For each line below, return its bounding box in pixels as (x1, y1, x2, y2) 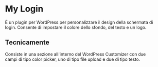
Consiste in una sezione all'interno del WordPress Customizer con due (5, 51, 146, 57)
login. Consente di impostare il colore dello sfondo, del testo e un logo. (5, 24, 147, 30)
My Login (5, 3, 44, 14)
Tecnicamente (5, 39, 50, 47)
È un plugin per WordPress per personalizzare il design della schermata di (5, 19, 153, 25)
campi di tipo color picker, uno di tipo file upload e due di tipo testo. (5, 56, 140, 62)
